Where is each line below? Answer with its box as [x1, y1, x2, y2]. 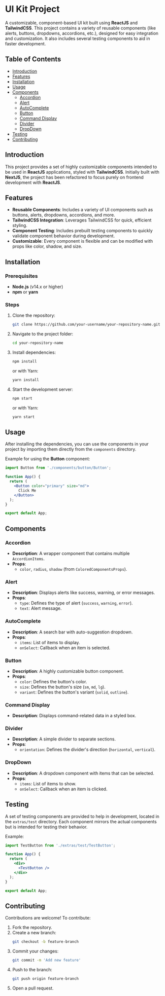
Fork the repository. [12, 924, 53, 930]
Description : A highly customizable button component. [12, 668, 124, 674]
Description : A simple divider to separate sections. [12, 736, 116, 742]
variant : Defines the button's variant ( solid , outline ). [19, 689, 129, 695]
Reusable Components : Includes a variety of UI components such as [12, 207, 153, 213]
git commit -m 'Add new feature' [12, 958, 81, 963]
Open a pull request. [12, 985, 54, 991]
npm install [12, 359, 37, 364]
